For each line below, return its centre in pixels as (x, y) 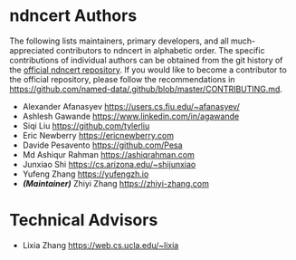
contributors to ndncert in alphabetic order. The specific (160, 50)
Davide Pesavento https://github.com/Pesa (102, 145)
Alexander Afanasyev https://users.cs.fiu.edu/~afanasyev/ (131, 106)
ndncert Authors (73, 16)
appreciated (32, 50)
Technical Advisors (84, 221)
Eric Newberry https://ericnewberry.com (98, 135)
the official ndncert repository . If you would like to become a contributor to (148, 70)
